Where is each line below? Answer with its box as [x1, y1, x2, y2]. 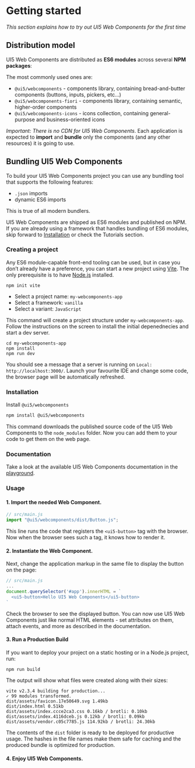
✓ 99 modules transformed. [6, 693, 72, 699]
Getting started [6, 4, 82, 18]
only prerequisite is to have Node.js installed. [6, 271, 114, 278]
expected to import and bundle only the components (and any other [6, 133, 171, 140]
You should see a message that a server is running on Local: [6, 361, 153, 368]
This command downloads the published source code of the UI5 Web [6, 423, 173, 431]
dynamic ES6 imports [14, 196, 66, 203]
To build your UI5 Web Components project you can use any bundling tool [6, 172, 184, 179]
